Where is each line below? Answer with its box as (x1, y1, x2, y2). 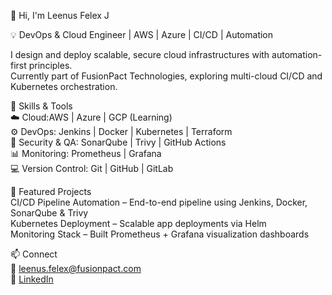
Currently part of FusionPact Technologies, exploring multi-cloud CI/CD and (10, 70, 323, 82)
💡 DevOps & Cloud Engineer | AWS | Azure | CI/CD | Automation (10, 29, 274, 40)
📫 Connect (10, 248, 58, 260)
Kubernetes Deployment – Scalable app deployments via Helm (10, 218, 267, 229)
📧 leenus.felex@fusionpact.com (10, 263, 142, 274)
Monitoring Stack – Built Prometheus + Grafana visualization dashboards (10, 228, 310, 240)
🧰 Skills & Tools (10, 100, 73, 112)
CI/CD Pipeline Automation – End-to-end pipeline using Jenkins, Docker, (10, 196, 308, 208)
